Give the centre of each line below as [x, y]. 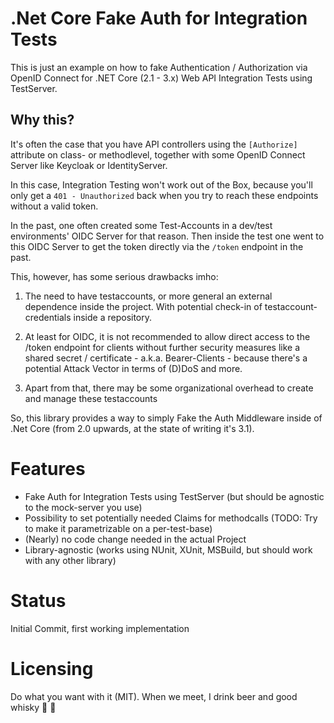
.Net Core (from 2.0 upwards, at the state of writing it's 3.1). [132, 428]
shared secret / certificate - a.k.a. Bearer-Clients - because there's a [166, 358]
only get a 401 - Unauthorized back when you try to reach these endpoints [164, 195]
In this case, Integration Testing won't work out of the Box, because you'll [161, 184]
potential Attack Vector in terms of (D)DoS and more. [133, 368]
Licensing [52, 668]
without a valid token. [54, 206]
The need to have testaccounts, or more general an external [148, 296]
